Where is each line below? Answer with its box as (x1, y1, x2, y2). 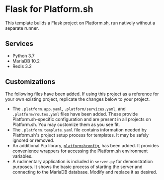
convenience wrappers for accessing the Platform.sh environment (12, 148, 148, 154)
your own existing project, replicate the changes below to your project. (5, 96, 150, 102)
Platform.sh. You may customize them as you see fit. (12, 121, 120, 127)
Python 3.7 (12, 53, 35, 59)
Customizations (5, 78, 56, 86)
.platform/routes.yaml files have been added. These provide (12, 111, 138, 117)
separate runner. (5, 25, 39, 31)
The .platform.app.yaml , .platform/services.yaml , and (12, 106, 126, 112)
